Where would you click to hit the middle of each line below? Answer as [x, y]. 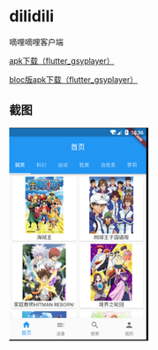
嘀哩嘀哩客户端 [36, 42]
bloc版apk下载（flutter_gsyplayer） [74, 79]
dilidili [32, 16]
